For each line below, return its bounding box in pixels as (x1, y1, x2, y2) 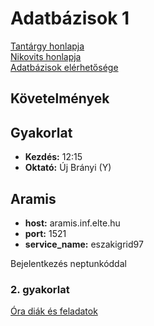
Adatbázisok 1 (10, 7, 130, 30)
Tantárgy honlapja (10, 40, 85, 52)
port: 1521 (24, 227, 67, 239)
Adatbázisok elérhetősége (10, 61, 119, 73)
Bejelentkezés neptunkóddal (10, 257, 127, 269)
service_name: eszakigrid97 (24, 238, 144, 250)
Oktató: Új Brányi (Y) (24, 162, 112, 174)
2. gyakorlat (10, 282, 70, 296)
